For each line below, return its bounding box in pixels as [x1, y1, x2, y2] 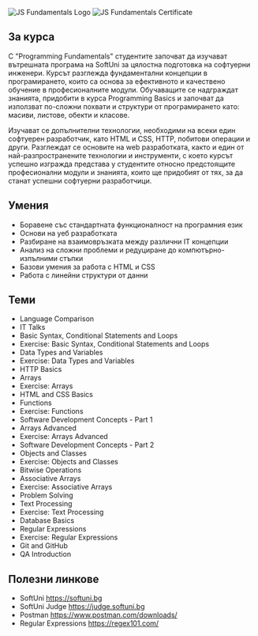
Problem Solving [19, 490, 73, 500]
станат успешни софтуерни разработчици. [8, 176, 152, 185]
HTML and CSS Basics [19, 390, 93, 399]
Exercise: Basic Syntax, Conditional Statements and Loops [19, 339, 210, 349]
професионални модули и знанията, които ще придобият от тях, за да [8, 167, 243, 177]
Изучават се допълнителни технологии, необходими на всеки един [8, 125, 236, 134]
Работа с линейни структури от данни [19, 270, 148, 280]
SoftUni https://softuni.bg [19, 593, 103, 603]
